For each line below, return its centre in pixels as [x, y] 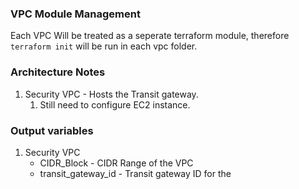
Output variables [52, 130]
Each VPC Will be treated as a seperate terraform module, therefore [150, 36]
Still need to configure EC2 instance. [115, 104]
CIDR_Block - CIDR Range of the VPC [116, 163]
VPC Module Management [75, 14]
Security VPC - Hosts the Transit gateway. [111, 94]
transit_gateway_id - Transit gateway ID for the [135, 173]
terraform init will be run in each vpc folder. [104, 46]
